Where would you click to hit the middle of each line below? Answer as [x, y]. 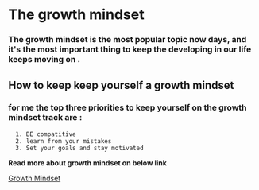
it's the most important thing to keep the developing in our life [130, 49]
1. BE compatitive [46, 134]
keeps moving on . [44, 60]
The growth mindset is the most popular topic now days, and [128, 40]
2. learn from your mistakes [64, 141]
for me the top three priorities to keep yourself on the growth [128, 107]
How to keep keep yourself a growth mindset [121, 85]
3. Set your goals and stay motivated [80, 148]
